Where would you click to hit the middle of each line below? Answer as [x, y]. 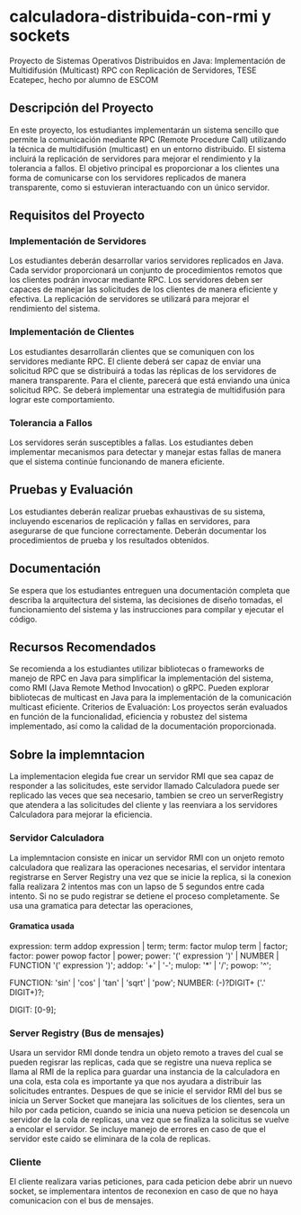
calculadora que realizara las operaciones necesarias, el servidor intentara [147, 867]
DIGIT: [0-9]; [33, 1010]
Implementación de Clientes [72, 332]
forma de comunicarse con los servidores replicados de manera [128, 177]
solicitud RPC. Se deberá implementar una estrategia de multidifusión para [147, 390]
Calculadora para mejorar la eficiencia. [81, 815]
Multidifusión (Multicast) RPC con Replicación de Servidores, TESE [133, 70]
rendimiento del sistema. [55, 309]
